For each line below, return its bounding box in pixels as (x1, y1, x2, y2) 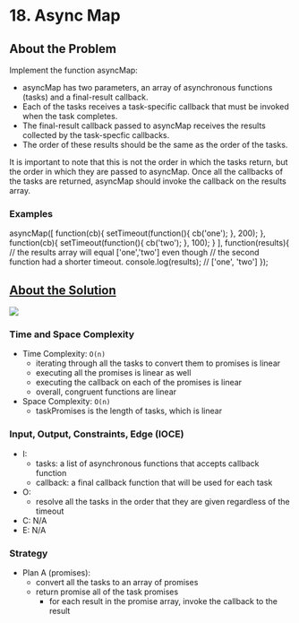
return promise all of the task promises (35, 586, 179, 597)
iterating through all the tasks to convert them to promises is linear (35, 358, 281, 368)
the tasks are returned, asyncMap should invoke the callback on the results (9, 176, 286, 186)
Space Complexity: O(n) (21, 396, 111, 407)
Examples (9, 207, 54, 220)
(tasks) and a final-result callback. (21, 91, 149, 102)
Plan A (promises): (21, 567, 91, 578)
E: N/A (21, 524, 47, 535)
